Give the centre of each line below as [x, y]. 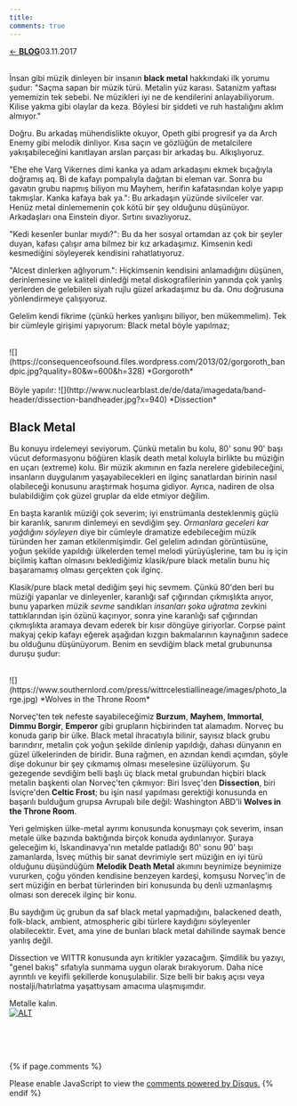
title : [21, 17]
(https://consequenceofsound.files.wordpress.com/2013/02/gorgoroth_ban [147, 361]
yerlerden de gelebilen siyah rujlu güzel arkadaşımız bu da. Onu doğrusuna [147, 289]
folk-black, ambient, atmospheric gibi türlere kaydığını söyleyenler [130, 922]
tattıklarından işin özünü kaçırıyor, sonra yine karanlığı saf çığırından [133, 616]
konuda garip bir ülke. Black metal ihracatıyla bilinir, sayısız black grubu [140, 735]
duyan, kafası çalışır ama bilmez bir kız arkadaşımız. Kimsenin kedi [131, 243]
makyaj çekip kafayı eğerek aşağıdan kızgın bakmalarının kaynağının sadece [149, 635]
